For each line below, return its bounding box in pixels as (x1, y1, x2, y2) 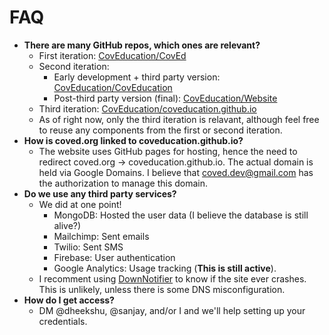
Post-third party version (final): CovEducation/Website (53, 92, 278, 104)
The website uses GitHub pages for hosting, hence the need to (38, 145, 298, 157)
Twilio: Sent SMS (53, 241, 124, 253)
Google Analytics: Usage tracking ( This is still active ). (53, 262, 277, 274)
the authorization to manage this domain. (38, 177, 208, 189)
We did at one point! (38, 198, 122, 210)
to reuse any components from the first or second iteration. (38, 124, 283, 136)
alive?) (53, 219, 82, 231)
